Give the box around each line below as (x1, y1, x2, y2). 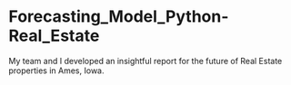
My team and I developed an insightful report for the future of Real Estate (8, 55, 283, 66)
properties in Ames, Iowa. (8, 65, 105, 76)
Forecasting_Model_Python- (8, 6, 229, 27)
